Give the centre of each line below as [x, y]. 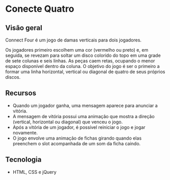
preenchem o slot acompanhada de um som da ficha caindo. [77, 143]
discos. [13, 77]
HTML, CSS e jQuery [34, 172]
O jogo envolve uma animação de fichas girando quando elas [77, 138]
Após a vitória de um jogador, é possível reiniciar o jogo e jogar [79, 127]
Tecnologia [23, 160]
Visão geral [24, 28]
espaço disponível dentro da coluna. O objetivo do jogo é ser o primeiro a [82, 66]
